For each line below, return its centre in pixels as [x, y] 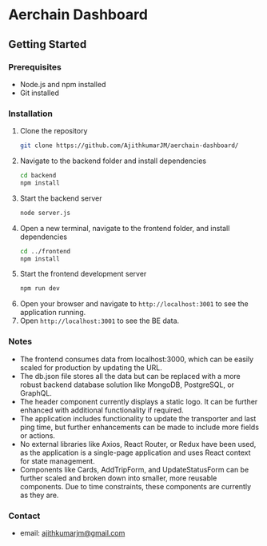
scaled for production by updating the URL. [91, 367]
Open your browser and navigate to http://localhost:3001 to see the [134, 304]
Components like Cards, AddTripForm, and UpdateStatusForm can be [134, 469]
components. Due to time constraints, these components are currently [135, 486]
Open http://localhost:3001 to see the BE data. [100, 321]
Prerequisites [35, 67]
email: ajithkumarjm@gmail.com [72, 532]
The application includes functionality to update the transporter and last [138, 418]
